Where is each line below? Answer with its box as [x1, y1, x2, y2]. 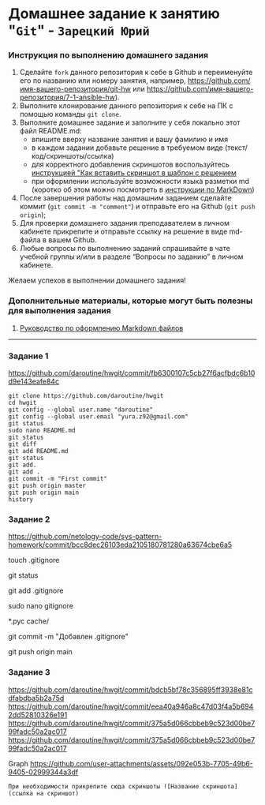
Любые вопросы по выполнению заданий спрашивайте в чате [19, 244, 230, 253]
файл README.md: [19, 126, 82, 136]
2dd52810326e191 [8, 710, 68, 719]
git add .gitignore [8, 586, 64, 596]
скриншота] [202, 782, 238, 790]
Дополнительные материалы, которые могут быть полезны [8, 295, 253, 306]
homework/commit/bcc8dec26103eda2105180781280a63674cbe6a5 [8, 540, 233, 549]
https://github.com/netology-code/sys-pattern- [8, 532, 162, 541]
